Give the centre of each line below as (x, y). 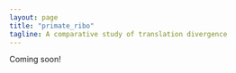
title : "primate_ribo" (52, 26)
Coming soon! (35, 60)
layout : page (34, 17)
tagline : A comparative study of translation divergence (118, 34)
